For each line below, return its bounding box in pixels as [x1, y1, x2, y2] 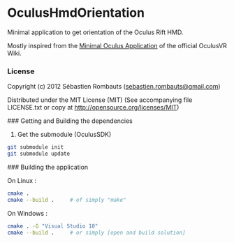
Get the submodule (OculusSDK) [17, 131, 112, 139]
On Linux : [7, 176, 37, 184]
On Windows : [7, 209, 47, 217]
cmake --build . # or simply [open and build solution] [7, 229, 187, 236]
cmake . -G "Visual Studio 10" [7, 222, 98, 230]
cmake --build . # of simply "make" [7, 196, 127, 203]
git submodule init [7, 144, 64, 151]
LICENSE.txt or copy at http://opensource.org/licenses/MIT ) [7, 103, 180, 112]
